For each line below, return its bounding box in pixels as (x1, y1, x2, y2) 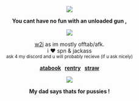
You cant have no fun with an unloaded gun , (12, 17, 127, 24)
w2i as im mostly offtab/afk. (34, 40, 105, 48)
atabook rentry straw (40, 64, 99, 72)
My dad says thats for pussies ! (29, 88, 110, 95)
